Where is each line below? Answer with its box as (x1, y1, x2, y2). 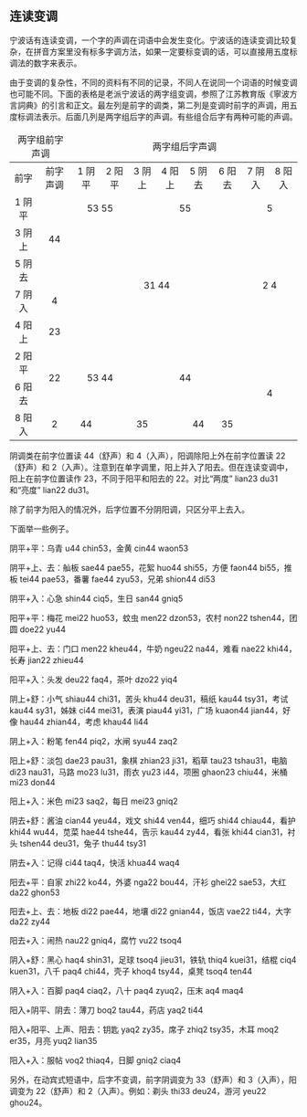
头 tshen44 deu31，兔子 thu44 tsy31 (9, 838, 147, 848)
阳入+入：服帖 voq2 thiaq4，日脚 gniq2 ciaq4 (9, 1054, 182, 1066)
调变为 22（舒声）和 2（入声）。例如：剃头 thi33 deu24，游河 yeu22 (9, 1085, 267, 1096)
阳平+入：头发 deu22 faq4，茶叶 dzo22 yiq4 (9, 674, 178, 685)
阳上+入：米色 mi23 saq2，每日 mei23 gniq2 (9, 796, 178, 806)
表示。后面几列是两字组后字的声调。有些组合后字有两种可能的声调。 (40, 111, 298, 121)
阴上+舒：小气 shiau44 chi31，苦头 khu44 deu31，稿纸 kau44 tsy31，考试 (9, 693, 289, 704)
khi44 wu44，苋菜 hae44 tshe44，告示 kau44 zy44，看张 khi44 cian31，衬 (9, 826, 296, 838)
